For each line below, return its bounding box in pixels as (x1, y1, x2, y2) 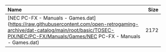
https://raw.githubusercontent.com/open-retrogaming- (9, 21, 139, 27)
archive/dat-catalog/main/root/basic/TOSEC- (7, 27, 115, 33)
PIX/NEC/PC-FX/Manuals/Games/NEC (7, 33, 97, 40)
